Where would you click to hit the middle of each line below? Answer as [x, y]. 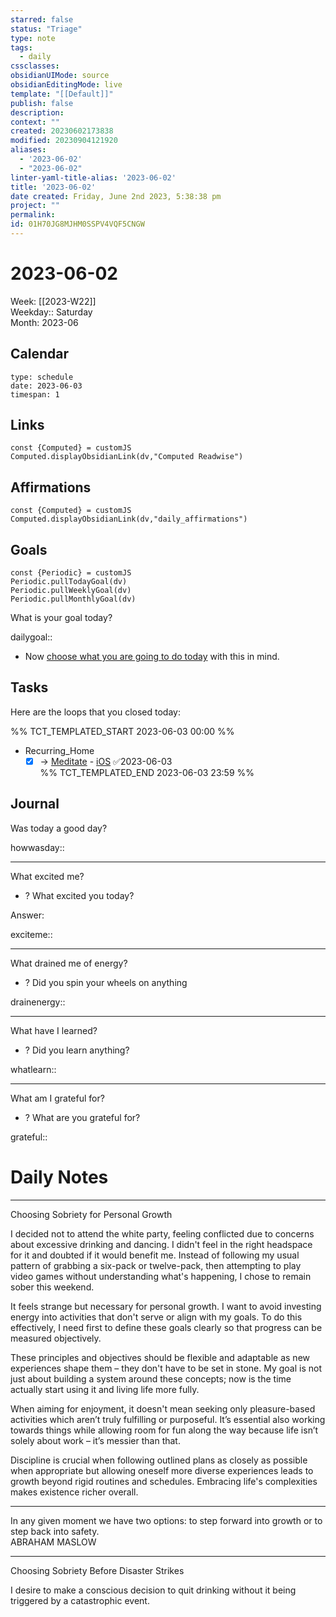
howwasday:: [37, 847]
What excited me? [47, 876]
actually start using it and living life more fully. [105, 1389]
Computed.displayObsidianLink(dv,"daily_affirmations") [129, 519]
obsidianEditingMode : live [66, 85]
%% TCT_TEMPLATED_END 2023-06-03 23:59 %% [147, 772]
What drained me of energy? [69, 963]
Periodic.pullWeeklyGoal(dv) [71, 591]
